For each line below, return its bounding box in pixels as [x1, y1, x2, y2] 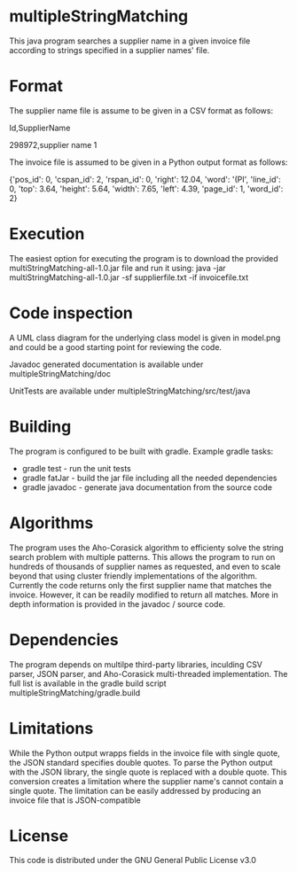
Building [9, 417, 72, 436]
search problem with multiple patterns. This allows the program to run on [9, 551, 276, 562]
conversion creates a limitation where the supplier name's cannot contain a [9, 775, 284, 786]
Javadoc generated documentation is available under [9, 359, 204, 370]
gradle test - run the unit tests [21, 463, 131, 473]
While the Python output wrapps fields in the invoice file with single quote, [9, 747, 281, 759]
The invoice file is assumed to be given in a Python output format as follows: [9, 157, 288, 167]
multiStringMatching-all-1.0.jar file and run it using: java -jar [9, 262, 226, 273]
